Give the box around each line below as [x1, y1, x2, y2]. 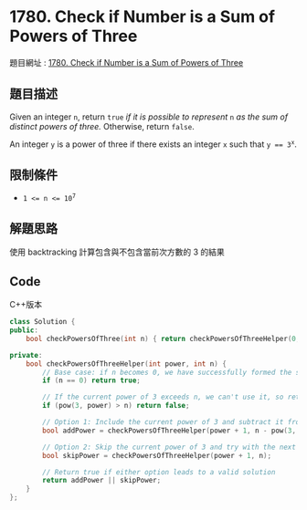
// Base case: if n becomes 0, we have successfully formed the [42, 368, 292, 377]
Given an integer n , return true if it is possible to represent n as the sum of [9, 111, 289, 122]
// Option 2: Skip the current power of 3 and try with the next [42, 442, 297, 452]
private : [9, 350, 43, 359]
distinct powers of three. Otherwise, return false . [9, 120, 195, 131]
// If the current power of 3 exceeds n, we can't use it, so [42, 392, 284, 402]
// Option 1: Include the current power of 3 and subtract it [42, 418, 284, 427]
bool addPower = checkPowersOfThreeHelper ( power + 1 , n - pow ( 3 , [42, 426, 297, 435]
